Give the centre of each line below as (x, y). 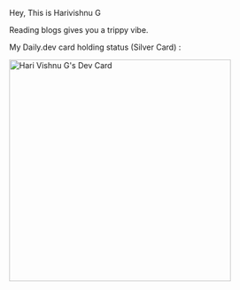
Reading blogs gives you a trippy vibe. (79, 30)
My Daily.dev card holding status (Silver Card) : (95, 47)
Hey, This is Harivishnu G (55, 13)
